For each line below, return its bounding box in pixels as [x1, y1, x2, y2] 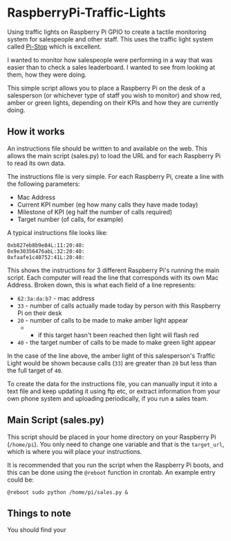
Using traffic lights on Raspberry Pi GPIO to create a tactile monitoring [7, 28, 207, 36]
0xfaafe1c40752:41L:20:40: [7, 254, 85, 260]
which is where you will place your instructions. [7, 447, 142, 455]
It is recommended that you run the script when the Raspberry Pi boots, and [7, 461, 223, 469]
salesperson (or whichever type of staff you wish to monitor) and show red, [7, 91, 223, 99]
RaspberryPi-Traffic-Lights [7, 5, 166, 21]
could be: [7, 475, 35, 484]
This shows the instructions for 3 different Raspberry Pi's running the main [7, 266, 220, 274]
